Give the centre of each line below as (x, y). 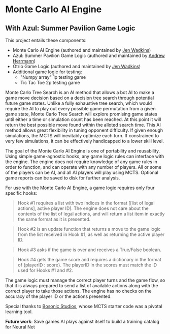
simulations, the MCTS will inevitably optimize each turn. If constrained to (82, 135)
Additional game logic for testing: (47, 72)
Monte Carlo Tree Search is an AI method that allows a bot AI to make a (80, 92)
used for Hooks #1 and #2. (45, 270)
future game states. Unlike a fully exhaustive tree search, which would (79, 103)
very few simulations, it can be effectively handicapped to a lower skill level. (84, 141)
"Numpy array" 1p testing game (53, 77)
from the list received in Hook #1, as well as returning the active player (91, 234)
